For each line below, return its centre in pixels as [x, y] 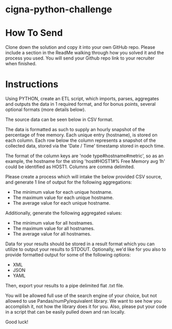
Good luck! [17, 322]
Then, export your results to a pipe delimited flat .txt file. [65, 286]
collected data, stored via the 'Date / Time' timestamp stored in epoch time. [85, 146]
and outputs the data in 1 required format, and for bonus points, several [80, 104]
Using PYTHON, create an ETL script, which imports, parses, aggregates [82, 99]
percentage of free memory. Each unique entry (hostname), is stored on [81, 135]
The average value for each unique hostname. [61, 203]
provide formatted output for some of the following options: [68, 255]
